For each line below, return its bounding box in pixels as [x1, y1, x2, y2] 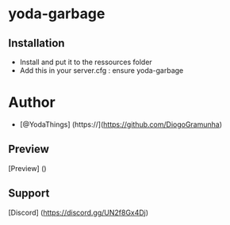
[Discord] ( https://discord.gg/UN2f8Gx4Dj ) [8, 208, 149, 217]
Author [8, 93, 56, 112]
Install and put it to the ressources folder [19, 57, 152, 67]
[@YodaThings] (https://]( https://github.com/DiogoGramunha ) [19, 120, 223, 129]
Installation [8, 36, 65, 50]
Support [8, 187, 50, 200]
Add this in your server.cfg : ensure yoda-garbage [19, 66, 184, 75]
